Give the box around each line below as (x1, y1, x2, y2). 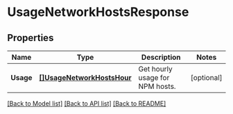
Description (141, 53, 182, 62)
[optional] (190, 73, 223, 82)
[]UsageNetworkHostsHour (39, 73, 132, 82)
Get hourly (138, 64, 173, 74)
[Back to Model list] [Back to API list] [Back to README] (7, 99, 166, 108)
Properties (7, 32, 54, 44)
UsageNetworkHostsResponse (7, 4, 189, 20)
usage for (138, 73, 170, 82)
